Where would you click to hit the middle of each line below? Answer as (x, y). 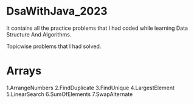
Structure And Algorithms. (39, 34)
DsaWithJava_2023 (57, 11)
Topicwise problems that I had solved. (54, 46)
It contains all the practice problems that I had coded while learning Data (97, 28)
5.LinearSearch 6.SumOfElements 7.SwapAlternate (70, 94)
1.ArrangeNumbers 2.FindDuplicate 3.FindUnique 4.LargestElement (91, 88)
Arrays (24, 71)
